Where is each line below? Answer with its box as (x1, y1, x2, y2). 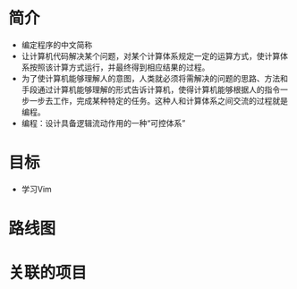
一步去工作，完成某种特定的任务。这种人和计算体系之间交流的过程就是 (29, 95, 288, 106)
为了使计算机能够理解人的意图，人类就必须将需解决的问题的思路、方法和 (21, 72, 288, 83)
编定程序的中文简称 (21, 39, 93, 50)
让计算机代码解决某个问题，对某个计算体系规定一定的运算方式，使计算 (21, 50, 281, 61)
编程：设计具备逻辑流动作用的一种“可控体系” (21, 117, 186, 128)
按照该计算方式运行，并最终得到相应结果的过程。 (29, 62, 210, 72)
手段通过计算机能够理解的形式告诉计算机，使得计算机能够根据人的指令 (21, 84, 281, 95)
